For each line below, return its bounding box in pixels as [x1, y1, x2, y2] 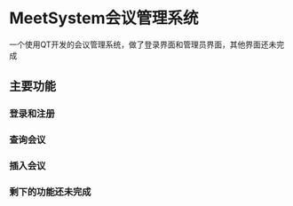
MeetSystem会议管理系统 [9, 8, 199, 28]
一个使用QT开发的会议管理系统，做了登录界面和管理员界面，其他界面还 [9, 39, 269, 50]
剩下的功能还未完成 [9, 186, 91, 198]
